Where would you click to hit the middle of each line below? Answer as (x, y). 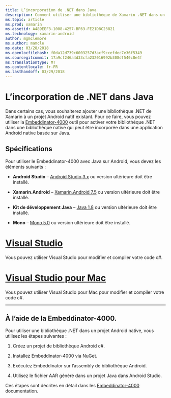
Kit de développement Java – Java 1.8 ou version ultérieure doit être (85, 207)
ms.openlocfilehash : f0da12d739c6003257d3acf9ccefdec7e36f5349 (74, 53)
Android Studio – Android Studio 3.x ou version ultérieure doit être (82, 176)
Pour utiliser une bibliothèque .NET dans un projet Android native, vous (80, 331)
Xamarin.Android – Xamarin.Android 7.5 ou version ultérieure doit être (86, 192)
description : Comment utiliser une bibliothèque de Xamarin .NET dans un (85, 15)
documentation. (22, 391)
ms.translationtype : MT (31, 62)
